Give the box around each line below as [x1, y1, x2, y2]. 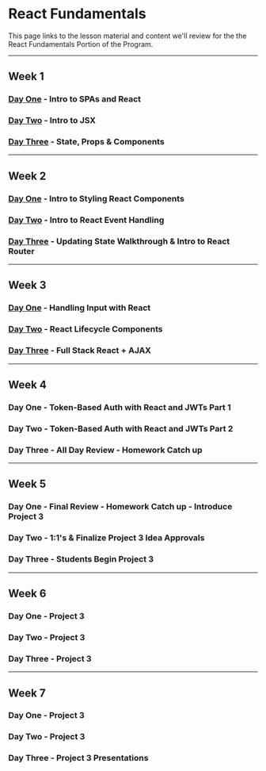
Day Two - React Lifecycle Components [8, 324, 163, 335]
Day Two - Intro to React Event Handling [8, 214, 165, 225]
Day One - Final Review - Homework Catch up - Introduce [8, 501, 233, 512]
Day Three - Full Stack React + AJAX [8, 345, 152, 356]
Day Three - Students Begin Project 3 [8, 554, 154, 565]
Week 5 [8, 478, 46, 491]
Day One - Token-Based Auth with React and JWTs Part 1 [8, 401, 231, 412]
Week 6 [8, 586, 47, 600]
